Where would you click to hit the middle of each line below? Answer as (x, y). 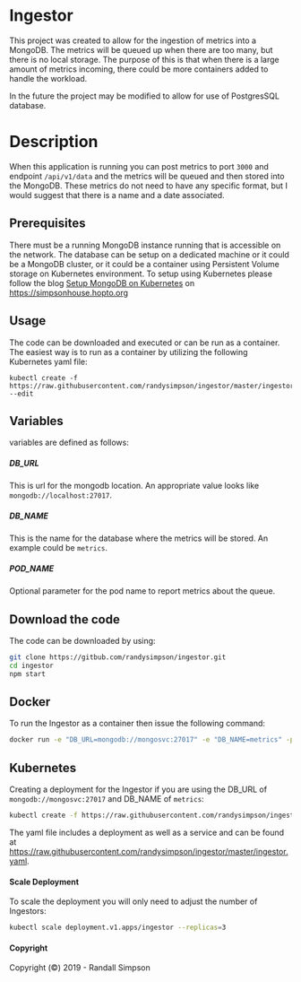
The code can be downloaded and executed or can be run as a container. (145, 343)
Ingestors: (28, 911)
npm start (28, 673)
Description (54, 142)
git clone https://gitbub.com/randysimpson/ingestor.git (118, 657)
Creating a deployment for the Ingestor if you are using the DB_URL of (138, 789)
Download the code (65, 619)
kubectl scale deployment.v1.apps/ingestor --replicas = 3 (118, 928)
